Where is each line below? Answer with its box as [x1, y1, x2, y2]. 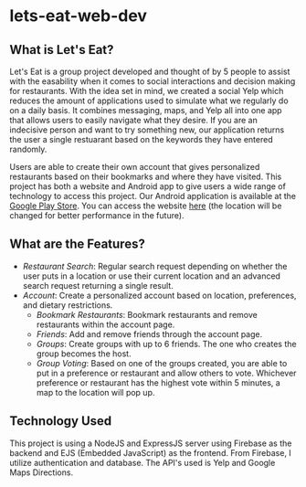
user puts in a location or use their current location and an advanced [22, 270, 281, 281]
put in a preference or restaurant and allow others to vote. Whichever [36, 367, 297, 378]
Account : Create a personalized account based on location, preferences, [22, 290, 297, 301]
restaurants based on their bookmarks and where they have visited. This [9, 171, 282, 182]
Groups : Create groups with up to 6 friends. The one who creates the [36, 338, 297, 349]
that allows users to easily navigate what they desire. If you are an [9, 115, 258, 125]
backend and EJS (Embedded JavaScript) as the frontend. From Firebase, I [9, 447, 292, 458]
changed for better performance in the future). [9, 210, 185, 220]
